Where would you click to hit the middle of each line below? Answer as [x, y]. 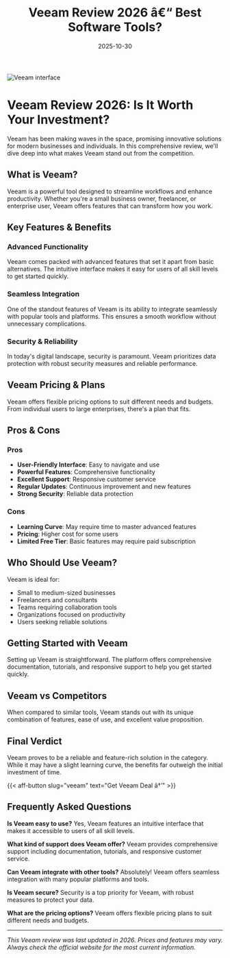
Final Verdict [35, 741]
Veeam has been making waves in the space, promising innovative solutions [114, 138]
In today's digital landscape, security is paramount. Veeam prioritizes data [112, 356]
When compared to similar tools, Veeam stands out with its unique [100, 712]
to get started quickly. [38, 276]
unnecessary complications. [47, 323]
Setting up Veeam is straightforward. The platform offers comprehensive [110, 660]
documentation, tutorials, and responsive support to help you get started [110, 667]
